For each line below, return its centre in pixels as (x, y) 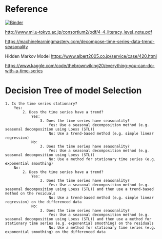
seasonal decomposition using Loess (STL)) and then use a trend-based (79, 189)
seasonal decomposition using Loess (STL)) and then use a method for (78, 219)
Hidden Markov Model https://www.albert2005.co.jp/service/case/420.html (81, 56)
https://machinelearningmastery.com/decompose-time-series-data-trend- (80, 41)
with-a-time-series (24, 71)
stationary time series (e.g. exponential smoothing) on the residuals (79, 223)
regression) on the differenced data (43, 202)
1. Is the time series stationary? (41, 104)
